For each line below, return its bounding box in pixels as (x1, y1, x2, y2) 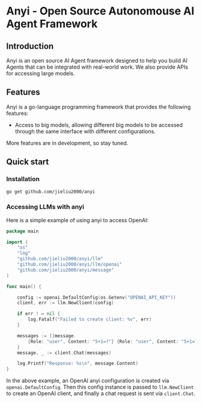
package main (6, 228, 39, 234)
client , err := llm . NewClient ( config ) (17, 300, 114, 306)
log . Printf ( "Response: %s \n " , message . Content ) (17, 360, 138, 367)
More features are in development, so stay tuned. (6, 139, 129, 146)
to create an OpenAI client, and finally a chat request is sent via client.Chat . (6, 390, 195, 397)
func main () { (6, 283, 42, 290)
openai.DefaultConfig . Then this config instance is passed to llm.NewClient (6, 384, 194, 391)
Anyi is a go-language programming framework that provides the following (6, 103, 191, 110)
